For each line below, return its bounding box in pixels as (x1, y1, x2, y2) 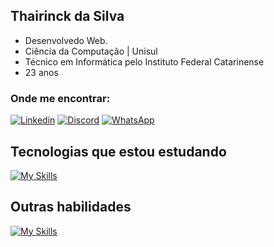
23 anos (24, 66, 59, 78)
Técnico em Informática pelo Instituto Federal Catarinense (24, 55, 265, 68)
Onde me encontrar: (10, 91, 111, 105)
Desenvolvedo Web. (24, 34, 108, 46)
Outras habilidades (10, 199, 132, 216)
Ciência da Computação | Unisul (24, 45, 158, 57)
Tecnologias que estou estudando (10, 143, 227, 160)
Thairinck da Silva (10, 8, 125, 25)
